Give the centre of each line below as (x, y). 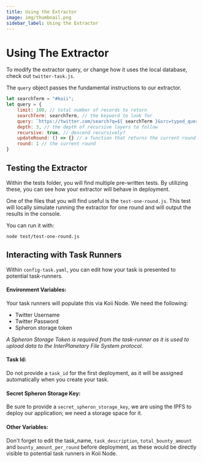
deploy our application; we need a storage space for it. (74, 413)
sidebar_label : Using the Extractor (52, 23)
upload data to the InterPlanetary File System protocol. (75, 345)
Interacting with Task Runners (64, 255)
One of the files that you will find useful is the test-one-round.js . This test (98, 201)
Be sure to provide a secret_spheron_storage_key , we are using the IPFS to (99, 407)
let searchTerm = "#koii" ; (40, 99)
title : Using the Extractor (42, 12)
